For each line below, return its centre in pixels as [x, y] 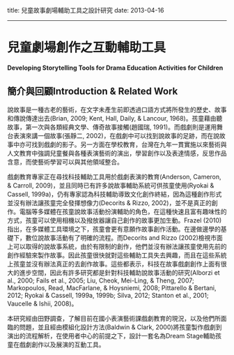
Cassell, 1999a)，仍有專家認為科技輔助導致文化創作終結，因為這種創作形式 [115, 194]
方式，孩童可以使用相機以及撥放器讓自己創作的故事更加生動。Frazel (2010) [115, 220]
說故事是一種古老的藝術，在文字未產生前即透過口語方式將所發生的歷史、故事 [117, 109]
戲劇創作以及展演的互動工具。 [62, 345]
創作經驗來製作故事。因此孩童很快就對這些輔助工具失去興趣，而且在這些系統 [117, 255]
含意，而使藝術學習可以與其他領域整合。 [65, 162]
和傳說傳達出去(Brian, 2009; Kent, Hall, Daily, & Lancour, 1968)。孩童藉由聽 [115, 118]
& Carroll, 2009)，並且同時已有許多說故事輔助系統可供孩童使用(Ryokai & [111, 185]
